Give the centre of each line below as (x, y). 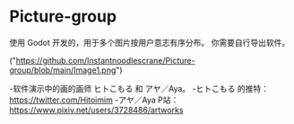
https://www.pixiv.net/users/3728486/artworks (96, 110)
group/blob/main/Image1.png (63, 70)
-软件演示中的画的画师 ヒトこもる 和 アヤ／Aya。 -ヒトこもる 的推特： (139, 88)
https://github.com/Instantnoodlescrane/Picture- (105, 60)
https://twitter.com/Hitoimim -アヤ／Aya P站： (94, 100)
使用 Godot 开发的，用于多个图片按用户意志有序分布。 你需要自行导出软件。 (150, 42)
